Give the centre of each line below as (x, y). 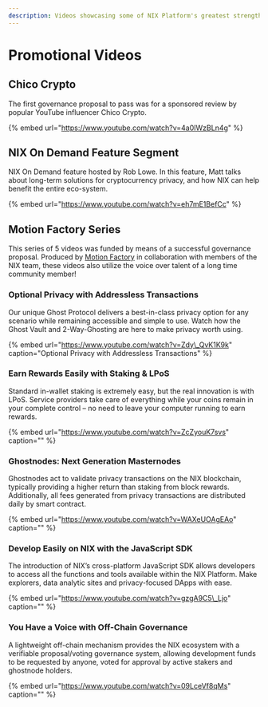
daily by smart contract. (47, 504)
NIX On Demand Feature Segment (94, 153)
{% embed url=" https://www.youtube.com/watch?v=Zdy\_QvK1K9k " (120, 345)
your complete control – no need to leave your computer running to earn (127, 408)
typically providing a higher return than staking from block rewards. (119, 487)
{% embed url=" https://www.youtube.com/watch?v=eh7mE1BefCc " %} (125, 204)
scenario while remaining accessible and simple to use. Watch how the (124, 321)
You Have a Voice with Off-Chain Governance (98, 627)
